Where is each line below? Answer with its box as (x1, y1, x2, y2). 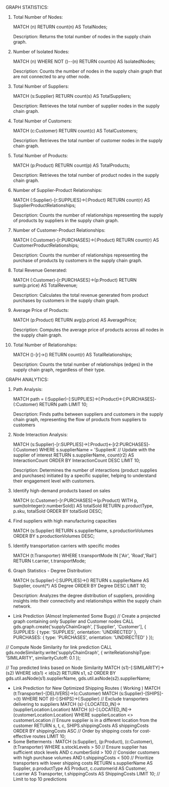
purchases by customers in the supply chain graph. (13, 297, 120, 303)
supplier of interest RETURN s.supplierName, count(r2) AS (13, 452, 134, 458)
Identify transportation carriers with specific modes (13, 543, 120, 549)
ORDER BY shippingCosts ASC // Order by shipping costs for (13, 728, 139, 734)
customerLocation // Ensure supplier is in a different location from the (13, 717, 157, 723)
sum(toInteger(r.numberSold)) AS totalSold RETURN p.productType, (13, 503, 154, 508)
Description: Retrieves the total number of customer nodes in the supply (13, 138, 163, 143)
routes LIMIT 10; (32, 733, 66, 739)
